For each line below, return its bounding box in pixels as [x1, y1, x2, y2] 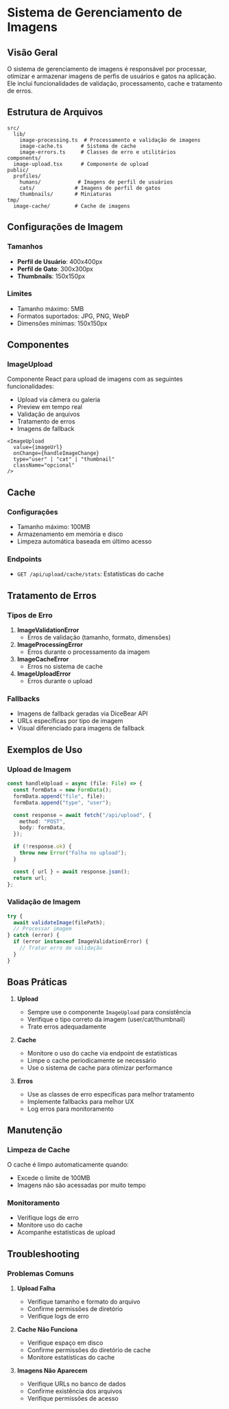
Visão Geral [7, 47, 58, 58]
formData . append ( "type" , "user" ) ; [13, 799, 112, 806]
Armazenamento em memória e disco [16, 530, 123, 539]
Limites [7, 289, 32, 299]
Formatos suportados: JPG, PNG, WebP [16, 312, 130, 320]
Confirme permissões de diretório [27, 1305, 123, 1313]
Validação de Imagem [7, 897, 81, 907]
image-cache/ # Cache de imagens [13, 202, 130, 210]
